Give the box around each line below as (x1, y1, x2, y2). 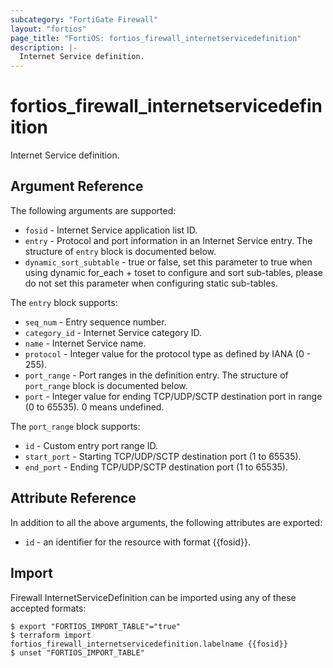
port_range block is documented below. (24, 379, 188, 391)
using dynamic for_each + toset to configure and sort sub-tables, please (24, 266, 323, 278)
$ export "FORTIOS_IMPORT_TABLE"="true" (10, 621, 182, 631)
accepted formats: (10, 602, 87, 614)
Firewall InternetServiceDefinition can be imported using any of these (10, 591, 297, 603)
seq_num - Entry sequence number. (24, 316, 167, 328)
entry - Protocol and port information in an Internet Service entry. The (24, 234, 313, 246)
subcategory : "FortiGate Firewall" (10, 14, 159, 25)
